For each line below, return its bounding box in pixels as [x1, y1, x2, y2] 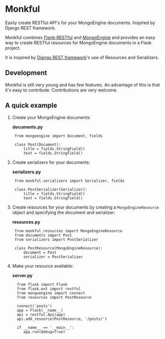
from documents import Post [14, 233, 72, 238]
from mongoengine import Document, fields [14, 133, 103, 138]
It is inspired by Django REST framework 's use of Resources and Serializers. [5, 54, 160, 60]
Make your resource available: [12, 263, 74, 269]
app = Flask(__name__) [17, 308, 63, 313]
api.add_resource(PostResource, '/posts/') [17, 316, 107, 321]
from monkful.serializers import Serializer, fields [14, 178, 125, 183]
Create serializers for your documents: [12, 159, 90, 165]
